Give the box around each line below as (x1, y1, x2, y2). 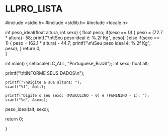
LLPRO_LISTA (5, 3, 63, 15)
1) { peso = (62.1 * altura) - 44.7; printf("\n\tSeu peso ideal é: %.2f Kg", (5, 40, 151, 46)
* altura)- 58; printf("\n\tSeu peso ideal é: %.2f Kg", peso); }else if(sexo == (5, 35, 160, 41)
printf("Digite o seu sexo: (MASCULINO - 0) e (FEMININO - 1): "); (5, 93, 150, 98)
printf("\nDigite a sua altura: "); (5, 80, 82, 85)
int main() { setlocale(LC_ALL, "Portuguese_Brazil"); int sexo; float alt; (5, 60, 149, 66)
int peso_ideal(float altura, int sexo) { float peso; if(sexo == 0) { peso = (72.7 (5, 29, 163, 35)
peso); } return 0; (5, 45, 41, 51)
